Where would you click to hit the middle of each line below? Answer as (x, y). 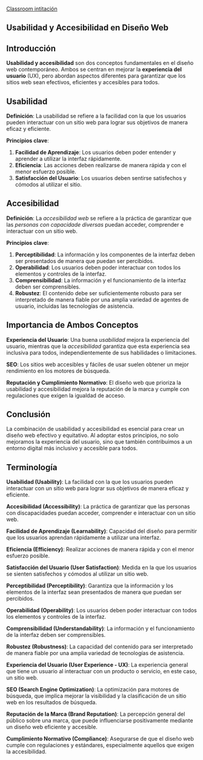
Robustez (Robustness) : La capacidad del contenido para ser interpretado (100, 647)
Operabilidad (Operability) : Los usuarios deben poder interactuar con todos (101, 610)
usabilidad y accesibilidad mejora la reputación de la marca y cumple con (98, 389)
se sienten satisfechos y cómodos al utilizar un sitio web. (77, 574)
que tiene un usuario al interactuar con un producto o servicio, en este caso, (101, 672)
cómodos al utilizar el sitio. (48, 185)
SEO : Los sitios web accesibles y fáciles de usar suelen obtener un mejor (98, 364)
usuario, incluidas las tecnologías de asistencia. (75, 306)
